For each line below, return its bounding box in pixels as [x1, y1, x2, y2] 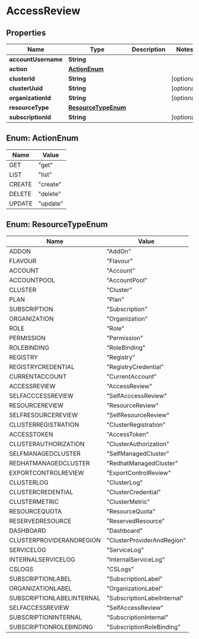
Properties [6, 28, 46, 38]
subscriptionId [9, 113, 52, 121]
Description [131, 46, 166, 53]
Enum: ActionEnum [6, 133, 79, 143]
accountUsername [9, 55, 63, 63]
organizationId [9, 94, 52, 102]
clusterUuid [9, 84, 43, 92]
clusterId [9, 75, 36, 82]
